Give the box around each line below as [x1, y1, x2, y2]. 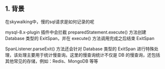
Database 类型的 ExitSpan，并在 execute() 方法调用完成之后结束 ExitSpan [5, 35, 155, 41]
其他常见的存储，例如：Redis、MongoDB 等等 [5, 58, 99, 64]
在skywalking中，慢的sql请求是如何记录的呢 [5, 19, 95, 25]
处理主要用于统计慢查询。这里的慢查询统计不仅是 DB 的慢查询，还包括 [18, 52, 161, 58]
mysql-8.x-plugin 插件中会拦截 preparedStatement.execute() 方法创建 [5, 29, 147, 35]
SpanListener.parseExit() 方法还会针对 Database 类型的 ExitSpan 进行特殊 [5, 46, 154, 52]
